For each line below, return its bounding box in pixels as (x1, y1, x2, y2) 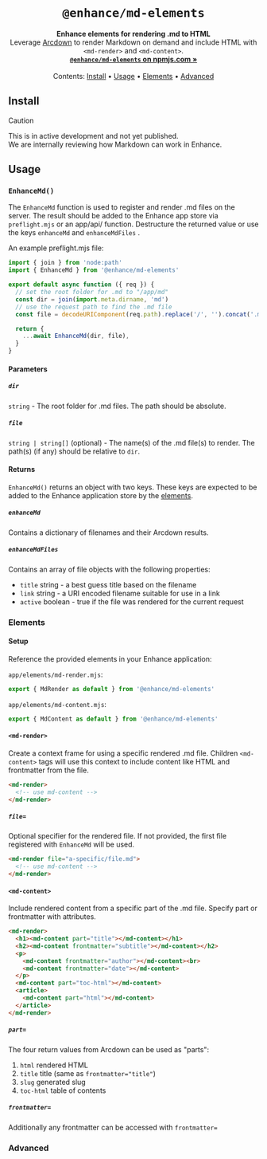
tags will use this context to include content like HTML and (38, 756, 230, 766)
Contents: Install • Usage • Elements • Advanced (52, 71, 215, 81)
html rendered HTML (19, 1060, 89, 1070)
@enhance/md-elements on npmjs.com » (70, 54, 197, 64)
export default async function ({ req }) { (8, 281, 155, 289)
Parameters (8, 364, 48, 374)
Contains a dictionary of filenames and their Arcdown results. (8, 528, 209, 537)
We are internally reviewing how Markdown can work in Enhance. (8, 139, 222, 149)
